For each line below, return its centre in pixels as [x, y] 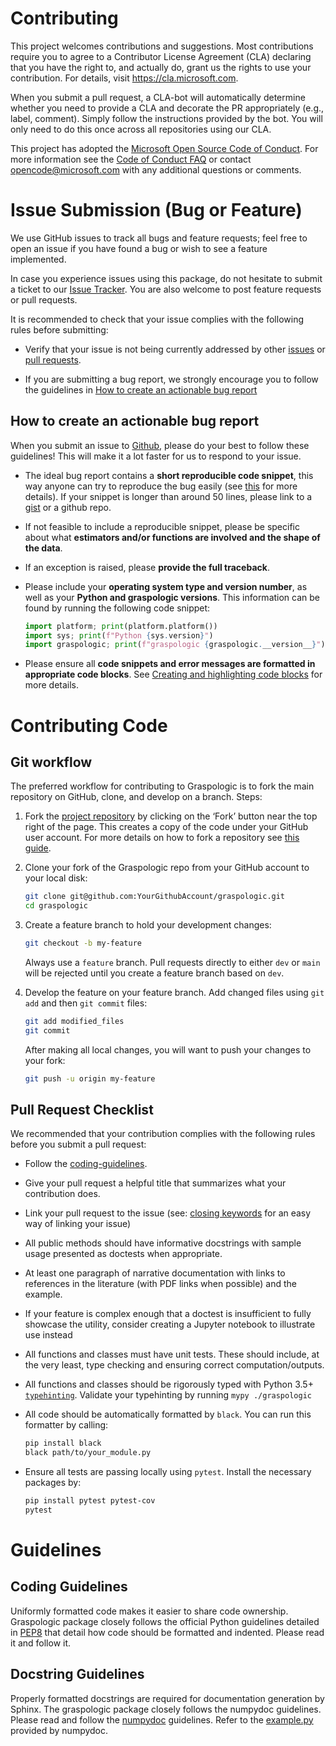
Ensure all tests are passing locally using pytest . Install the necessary [168, 1472]
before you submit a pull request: [78, 1144]
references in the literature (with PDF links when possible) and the [160, 1284]
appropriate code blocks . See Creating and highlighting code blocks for [173, 674]
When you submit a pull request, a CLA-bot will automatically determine [158, 97]
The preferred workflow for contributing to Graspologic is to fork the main [162, 786]
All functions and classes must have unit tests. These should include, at [172, 1354]
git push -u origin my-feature [90, 1078]
